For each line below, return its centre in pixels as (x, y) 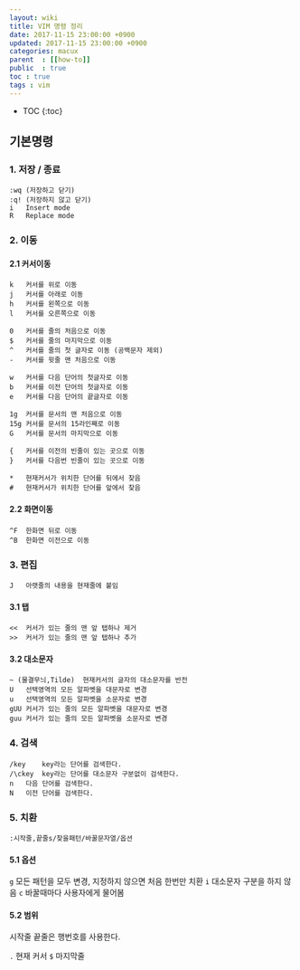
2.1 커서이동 (30, 263)
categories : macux (44, 52)
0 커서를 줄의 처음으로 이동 (58, 331)
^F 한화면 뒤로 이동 (43, 530)
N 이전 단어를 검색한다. (52, 793)
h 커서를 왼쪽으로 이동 (50, 304)
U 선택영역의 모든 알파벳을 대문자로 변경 (78, 690)
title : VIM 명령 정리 (46, 26)
